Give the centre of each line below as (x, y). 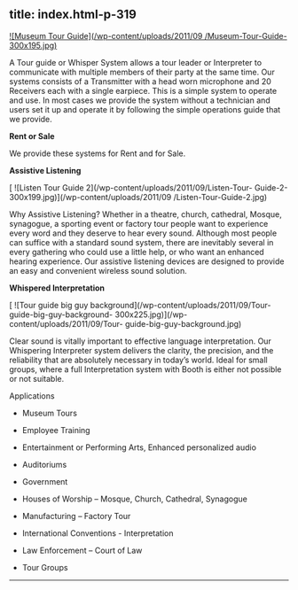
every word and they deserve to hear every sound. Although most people (143, 233)
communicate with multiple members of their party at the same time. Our (142, 72)
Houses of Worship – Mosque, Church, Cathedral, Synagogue (135, 499)
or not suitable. (37, 378)
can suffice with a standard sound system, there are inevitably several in (141, 242)
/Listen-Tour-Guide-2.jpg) (220, 197)
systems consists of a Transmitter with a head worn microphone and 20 (141, 81)
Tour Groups (45, 567)
